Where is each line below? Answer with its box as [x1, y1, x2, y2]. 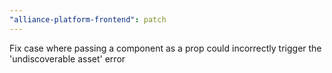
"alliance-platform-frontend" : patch [9, 14, 167, 25]
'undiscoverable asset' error [9, 52, 126, 65]
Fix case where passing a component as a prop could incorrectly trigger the [9, 42, 322, 54]
